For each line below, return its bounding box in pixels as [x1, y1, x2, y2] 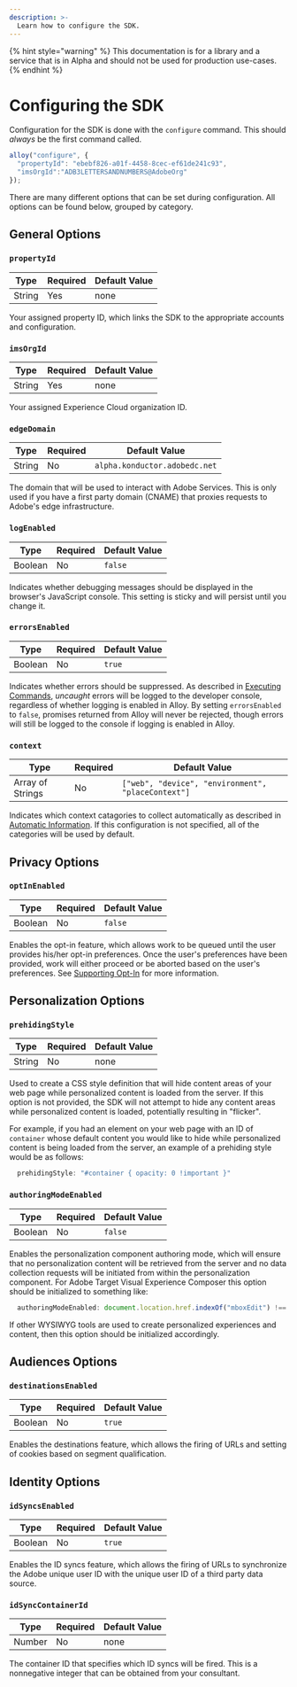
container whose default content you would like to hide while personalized [9, 1133, 281, 1144]
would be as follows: [9, 1152, 84, 1162]
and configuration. [9, 321, 77, 332]
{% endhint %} [9, 64, 64, 75]
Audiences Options [9, 1354, 118, 1369]
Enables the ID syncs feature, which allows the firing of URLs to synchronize [9, 1559, 287, 1569]
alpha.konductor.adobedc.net [94, 461, 217, 470]
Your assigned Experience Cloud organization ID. [9, 401, 187, 412]
